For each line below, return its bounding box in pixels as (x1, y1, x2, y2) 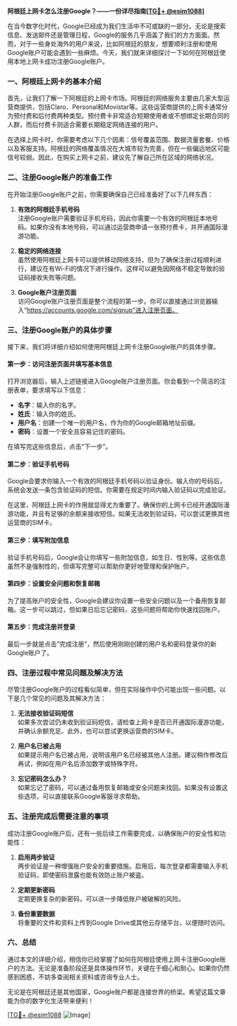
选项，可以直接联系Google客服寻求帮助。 (23, 792, 145, 801)
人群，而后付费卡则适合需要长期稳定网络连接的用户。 (7, 120, 162, 129)
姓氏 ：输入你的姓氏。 (17, 410, 80, 418)
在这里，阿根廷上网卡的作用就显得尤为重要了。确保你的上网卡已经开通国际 (7, 501, 224, 509)
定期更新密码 (17, 885, 55, 894)
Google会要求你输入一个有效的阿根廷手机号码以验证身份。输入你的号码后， (7, 477, 226, 485)
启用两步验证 (17, 853, 55, 861)
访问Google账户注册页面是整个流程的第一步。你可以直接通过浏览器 (17, 297, 212, 305)
